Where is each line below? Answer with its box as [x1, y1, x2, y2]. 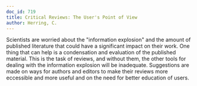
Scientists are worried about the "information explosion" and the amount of [6, 36, 191, 44]
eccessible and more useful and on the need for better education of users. [6, 74, 190, 81]
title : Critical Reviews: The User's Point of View [6, 14, 137, 20]
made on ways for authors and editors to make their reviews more [6, 68, 168, 75]
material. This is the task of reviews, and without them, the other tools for [6, 55, 186, 63]
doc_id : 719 [6, 8, 36, 15]
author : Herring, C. [6, 20, 58, 26]
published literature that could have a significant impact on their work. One [6, 42, 190, 50]
